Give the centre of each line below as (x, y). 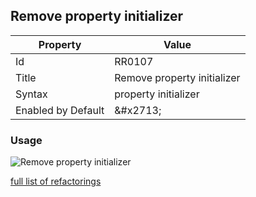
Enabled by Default (60, 110)
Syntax (31, 94)
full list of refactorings (56, 181)
